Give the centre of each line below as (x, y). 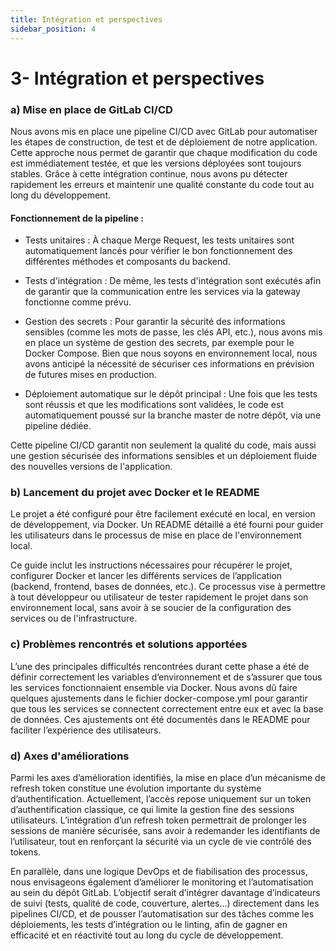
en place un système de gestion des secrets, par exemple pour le (159, 343)
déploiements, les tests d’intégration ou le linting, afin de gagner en (149, 925)
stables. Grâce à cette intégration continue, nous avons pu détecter (149, 173)
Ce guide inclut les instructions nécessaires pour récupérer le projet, (151, 565)
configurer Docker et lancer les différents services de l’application (146, 576)
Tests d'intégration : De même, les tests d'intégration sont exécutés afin (173, 281)
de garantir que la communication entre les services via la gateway (162, 292)
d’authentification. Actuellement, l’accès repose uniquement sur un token (161, 799)
